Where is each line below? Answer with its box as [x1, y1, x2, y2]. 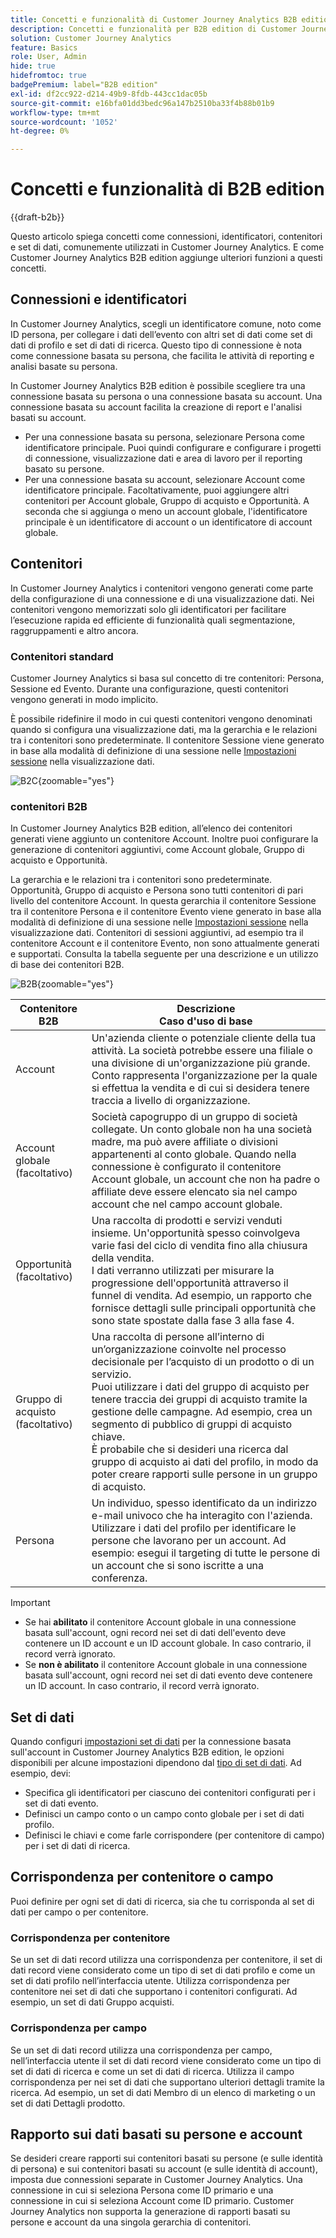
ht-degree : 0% [10, 126, 70, 136]
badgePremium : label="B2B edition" [10, 80, 159, 90]
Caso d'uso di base [159, 1014, 253, 1028]
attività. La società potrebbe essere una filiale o [91, 1044, 313, 1058]
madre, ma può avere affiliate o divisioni [91, 1135, 278, 1149]
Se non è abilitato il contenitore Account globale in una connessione [24, 1659, 308, 1671]
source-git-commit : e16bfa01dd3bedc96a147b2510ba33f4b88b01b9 [10, 98, 275, 108]
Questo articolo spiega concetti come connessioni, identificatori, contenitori [10, 231, 323, 243]
